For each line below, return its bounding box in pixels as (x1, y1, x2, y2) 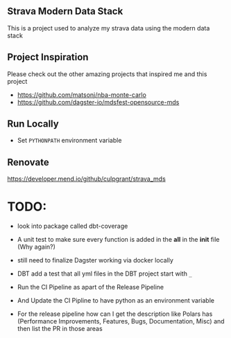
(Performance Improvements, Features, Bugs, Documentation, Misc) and (17, 317, 225, 326)
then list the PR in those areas (17, 325, 103, 333)
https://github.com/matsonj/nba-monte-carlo (17, 90, 147, 99)
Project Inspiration (7, 51, 89, 63)
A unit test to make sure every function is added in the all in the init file (17, 235, 220, 244)
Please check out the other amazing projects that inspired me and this (7, 69, 207, 78)
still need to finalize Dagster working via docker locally (17, 256, 173, 265)
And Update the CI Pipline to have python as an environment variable (17, 296, 215, 305)
